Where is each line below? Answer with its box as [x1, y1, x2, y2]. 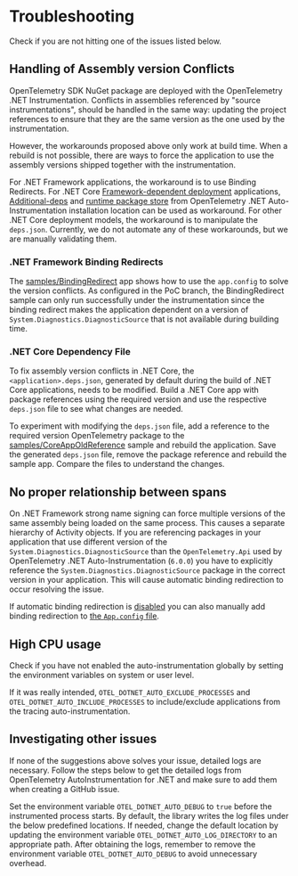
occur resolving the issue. [9, 584, 104, 594]
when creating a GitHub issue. [9, 783, 120, 794]
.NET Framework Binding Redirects [9, 256, 164, 268]
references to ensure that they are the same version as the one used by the [9, 113, 286, 124]
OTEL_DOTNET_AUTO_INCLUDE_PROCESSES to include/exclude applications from [9, 696, 281, 707]
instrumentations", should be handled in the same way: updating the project [9, 104, 286, 115]
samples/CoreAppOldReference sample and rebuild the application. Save [9, 439, 277, 451]
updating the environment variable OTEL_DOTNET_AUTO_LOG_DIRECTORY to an [9, 829, 278, 839]
